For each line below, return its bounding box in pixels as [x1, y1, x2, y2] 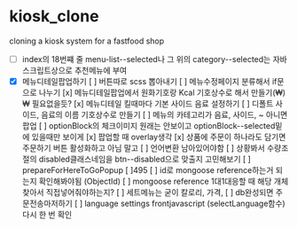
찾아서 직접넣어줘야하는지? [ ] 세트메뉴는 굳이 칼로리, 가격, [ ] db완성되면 [21, 187, 274, 198]
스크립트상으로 [21, 65, 73, 75]
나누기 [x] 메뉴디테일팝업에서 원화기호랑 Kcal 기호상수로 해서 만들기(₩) [38, 87, 286, 98]
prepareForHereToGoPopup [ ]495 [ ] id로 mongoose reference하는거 [21, 165, 274, 176]
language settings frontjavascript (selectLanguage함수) [83, 198, 285, 209]
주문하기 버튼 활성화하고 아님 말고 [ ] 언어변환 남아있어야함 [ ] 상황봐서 [21, 143, 266, 153]
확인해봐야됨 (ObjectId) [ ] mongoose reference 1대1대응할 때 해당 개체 [38, 176, 289, 187]
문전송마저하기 [21, 198, 73, 209]
